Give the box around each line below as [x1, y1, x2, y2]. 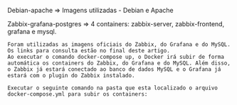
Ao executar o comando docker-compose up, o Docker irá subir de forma [7, 53, 224, 60]
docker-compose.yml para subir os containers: [7, 91, 148, 98]
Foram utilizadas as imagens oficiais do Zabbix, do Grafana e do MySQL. [7, 41, 231, 48]
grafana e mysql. [7, 28, 57, 35]
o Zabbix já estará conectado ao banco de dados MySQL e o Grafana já [7, 66, 221, 73]
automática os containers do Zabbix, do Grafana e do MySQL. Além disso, [7, 60, 231, 67]
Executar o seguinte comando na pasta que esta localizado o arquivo [7, 84, 218, 92]
